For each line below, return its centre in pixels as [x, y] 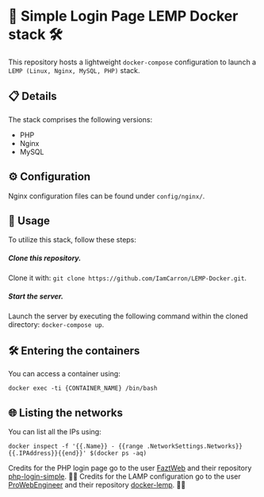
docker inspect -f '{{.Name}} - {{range [76, 446]
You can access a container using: [64, 374]
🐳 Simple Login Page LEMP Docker [123, 16]
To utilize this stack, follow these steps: [73, 240]
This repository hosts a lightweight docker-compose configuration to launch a [132, 62]
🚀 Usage [29, 220]
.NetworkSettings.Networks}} [195, 446]
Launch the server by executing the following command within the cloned [128, 316]
